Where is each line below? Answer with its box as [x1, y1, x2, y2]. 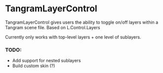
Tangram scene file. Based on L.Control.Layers [5, 24, 100, 30]
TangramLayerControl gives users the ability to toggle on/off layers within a [5, 19, 159, 25]
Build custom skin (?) [12, 63, 55, 69]
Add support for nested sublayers [12, 58, 81, 64]
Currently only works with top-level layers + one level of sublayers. [5, 34, 142, 40]
